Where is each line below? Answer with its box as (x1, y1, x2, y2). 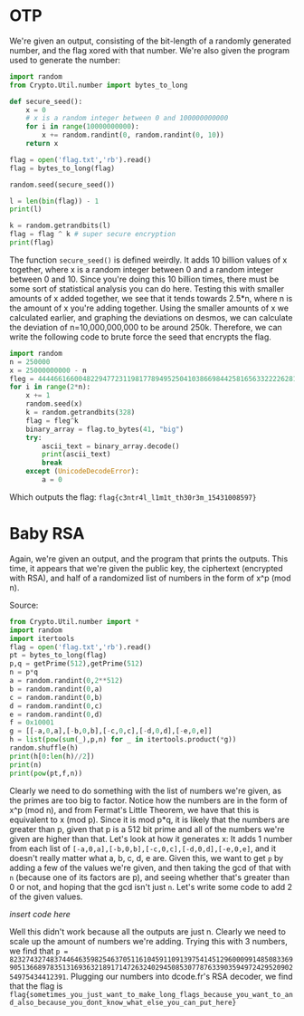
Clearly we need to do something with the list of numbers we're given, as (9, 785, 282, 796)
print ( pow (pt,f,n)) (9, 769, 83, 778)
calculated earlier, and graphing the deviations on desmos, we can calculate (9, 312, 293, 322)
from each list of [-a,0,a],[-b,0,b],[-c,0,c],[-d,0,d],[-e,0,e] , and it (9, 843, 276, 854)
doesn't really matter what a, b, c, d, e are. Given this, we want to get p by (9, 852, 284, 863)
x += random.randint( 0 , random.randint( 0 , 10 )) (42, 130, 224, 140)
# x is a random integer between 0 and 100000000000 (25, 114, 229, 123)
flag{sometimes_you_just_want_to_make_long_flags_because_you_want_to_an (9, 990, 294, 999)
